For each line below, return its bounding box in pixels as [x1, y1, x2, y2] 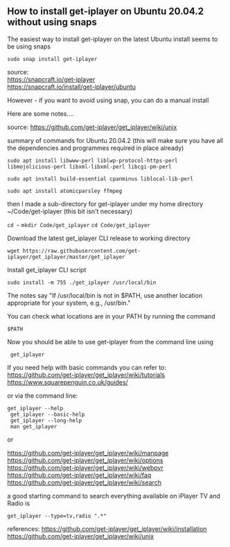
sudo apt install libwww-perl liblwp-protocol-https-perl [7, 157, 178, 164]
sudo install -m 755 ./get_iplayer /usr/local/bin [7, 279, 157, 286]
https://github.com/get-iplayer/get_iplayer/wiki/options [7, 456, 163, 464]
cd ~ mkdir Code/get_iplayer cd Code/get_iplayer [7, 221, 151, 228]
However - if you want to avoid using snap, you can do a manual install [7, 96, 209, 104]
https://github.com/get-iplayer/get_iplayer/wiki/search [7, 478, 161, 487]
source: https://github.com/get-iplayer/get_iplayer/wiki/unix [7, 123, 177, 131]
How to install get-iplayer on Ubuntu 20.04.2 [7, 6, 204, 17]
